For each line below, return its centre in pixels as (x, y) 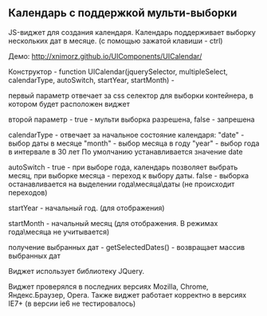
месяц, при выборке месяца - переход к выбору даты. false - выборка (129, 175)
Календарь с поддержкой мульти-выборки (123, 13)
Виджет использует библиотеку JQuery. (77, 271)
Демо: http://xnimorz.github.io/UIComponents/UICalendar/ (105, 56)
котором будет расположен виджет (69, 103)
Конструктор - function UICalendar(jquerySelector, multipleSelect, (118, 72)
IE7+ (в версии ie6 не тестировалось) (72, 303)
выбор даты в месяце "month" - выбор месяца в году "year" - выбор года (134, 143)
